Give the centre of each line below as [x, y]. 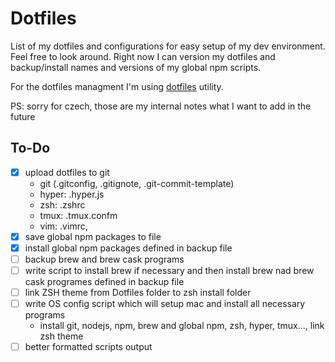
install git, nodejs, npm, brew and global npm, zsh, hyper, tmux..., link [182, 326]
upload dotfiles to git [67, 172]
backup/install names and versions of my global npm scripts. [136, 67]
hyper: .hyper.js [72, 194]
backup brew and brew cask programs [104, 259]
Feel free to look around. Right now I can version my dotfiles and [143, 56]
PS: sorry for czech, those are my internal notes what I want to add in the [161, 106]
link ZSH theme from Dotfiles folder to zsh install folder [138, 293]
